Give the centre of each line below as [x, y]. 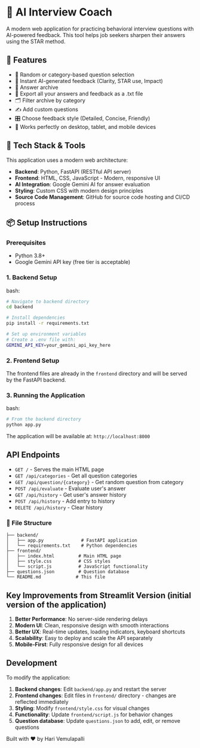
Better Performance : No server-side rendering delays [81, 619]
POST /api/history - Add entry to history [65, 501]
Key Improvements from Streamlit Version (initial [99, 595]
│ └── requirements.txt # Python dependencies [72, 546]
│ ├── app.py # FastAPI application [72, 541]
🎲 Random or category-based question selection [74, 75]
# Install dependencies [36, 318]
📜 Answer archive [36, 87]
